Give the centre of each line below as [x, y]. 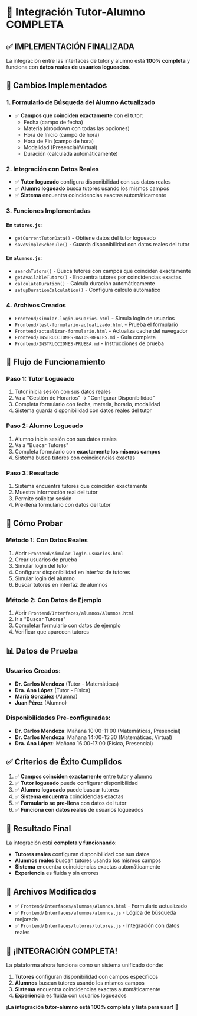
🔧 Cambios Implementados [57, 86]
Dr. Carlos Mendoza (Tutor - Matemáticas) [67, 684]
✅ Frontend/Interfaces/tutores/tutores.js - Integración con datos [97, 925]
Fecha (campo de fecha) [53, 122]
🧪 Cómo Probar [35, 523]
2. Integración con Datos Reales [52, 169]
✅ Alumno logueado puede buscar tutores [67, 789]
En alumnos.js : [24, 258]
